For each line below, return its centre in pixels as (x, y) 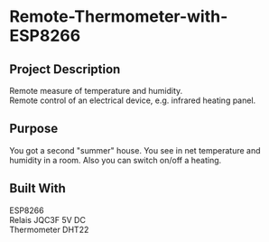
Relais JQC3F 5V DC (47, 219)
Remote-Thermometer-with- (119, 17)
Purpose (34, 129)
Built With (37, 188)
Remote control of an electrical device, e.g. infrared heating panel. (133, 100)
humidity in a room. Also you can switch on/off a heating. (116, 160)
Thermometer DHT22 (49, 229)
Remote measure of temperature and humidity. (96, 91)
